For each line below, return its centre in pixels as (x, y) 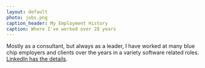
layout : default (27, 12)
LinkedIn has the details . (37, 59)
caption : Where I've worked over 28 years (61, 29)
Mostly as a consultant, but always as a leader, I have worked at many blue (101, 46)
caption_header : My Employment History (57, 23)
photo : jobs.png (27, 18)
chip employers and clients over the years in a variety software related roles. (103, 53)
